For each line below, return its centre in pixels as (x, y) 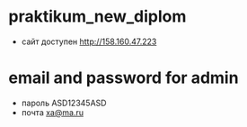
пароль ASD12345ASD (64, 103)
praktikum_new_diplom (97, 17)
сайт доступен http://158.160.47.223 (89, 41)
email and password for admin (123, 78)
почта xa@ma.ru (53, 112)
